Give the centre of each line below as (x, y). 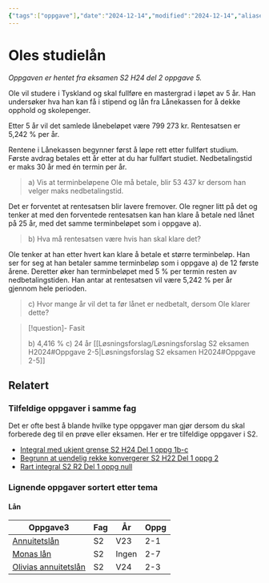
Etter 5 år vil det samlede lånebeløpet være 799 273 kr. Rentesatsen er (124, 126)
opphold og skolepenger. (49, 110)
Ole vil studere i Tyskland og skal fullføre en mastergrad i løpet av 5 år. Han (132, 93)
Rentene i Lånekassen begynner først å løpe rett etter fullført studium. (123, 150)
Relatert (29, 385)
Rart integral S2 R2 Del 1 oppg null (76, 467)
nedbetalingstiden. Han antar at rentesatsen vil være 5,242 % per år (120, 279)
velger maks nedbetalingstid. (76, 191)
